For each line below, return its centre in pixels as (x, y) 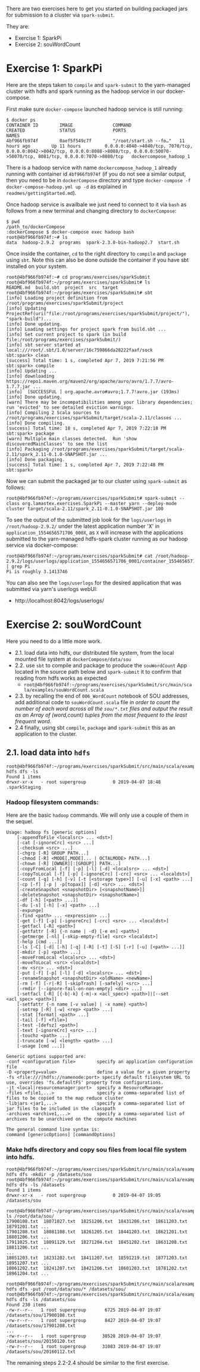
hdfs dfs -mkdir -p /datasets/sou (49, 1175)
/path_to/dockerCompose (36, 227)
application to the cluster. (46, 734)
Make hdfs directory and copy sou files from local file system (96, 1149)
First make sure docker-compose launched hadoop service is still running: (95, 109)
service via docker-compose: (42, 545)
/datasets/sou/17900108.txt (41, 1315)
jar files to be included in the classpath (61, 1108)
